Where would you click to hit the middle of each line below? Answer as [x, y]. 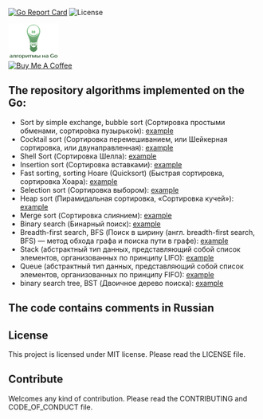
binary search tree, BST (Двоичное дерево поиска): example [122, 283]
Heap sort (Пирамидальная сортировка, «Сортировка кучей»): [127, 198]
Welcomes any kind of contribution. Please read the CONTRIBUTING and [128, 398]
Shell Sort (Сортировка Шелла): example [88, 156]
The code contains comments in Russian [111, 308]
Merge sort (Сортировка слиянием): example [96, 215]
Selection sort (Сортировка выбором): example [99, 190]
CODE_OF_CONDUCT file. [51, 407]
